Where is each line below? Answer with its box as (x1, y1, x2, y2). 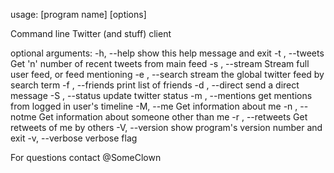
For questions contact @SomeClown (10, 152, 162, 163)
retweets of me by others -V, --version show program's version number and (10, 122, 323, 133)
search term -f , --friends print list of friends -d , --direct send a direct (10, 79, 300, 91)
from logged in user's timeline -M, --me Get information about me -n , (10, 100, 298, 112)
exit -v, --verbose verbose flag (10, 132, 138, 144)
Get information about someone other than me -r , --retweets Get (38, 111, 308, 123)
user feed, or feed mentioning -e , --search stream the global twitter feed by (10, 69, 325, 80)
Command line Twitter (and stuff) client (10, 28, 172, 39)
